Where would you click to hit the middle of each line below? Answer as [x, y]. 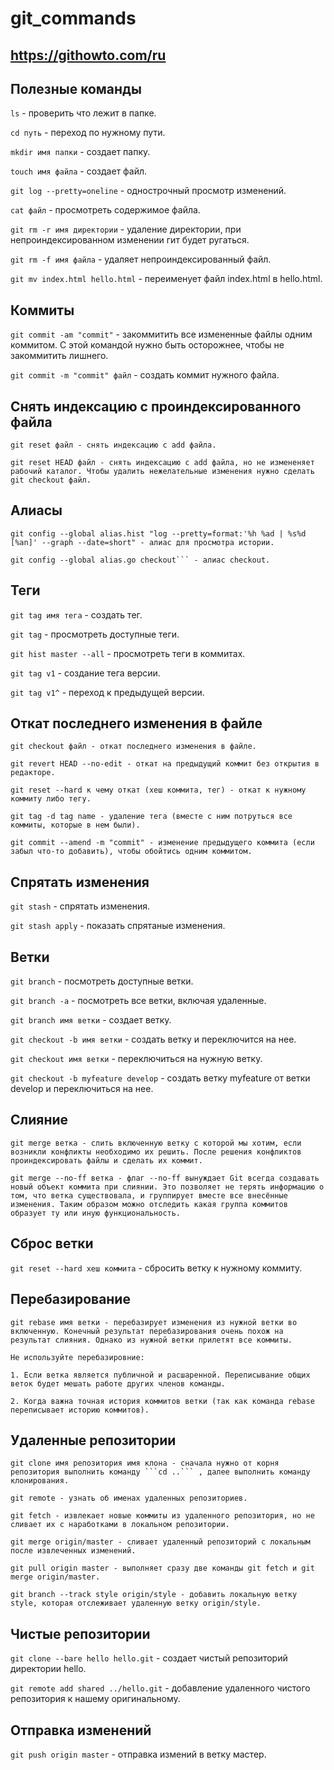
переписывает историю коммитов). [80, 1410]
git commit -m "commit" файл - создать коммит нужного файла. [145, 375]
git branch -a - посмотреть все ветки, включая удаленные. [138, 1001]
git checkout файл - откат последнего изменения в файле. [133, 747]
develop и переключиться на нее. [82, 1089]
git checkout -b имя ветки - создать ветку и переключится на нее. [153, 1039]
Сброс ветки [52, 1243]
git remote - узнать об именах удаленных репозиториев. [129, 1498]
